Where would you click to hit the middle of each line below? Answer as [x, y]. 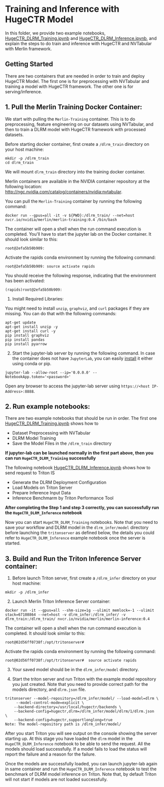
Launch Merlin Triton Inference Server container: [61, 601]
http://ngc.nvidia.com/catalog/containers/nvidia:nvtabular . [64, 191]
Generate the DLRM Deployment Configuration [59, 483]
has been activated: [25, 280]
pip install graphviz [27, 335]
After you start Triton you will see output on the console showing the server [81, 733]
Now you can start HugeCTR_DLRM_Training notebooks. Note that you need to [82, 522]
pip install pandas [25, 340]
